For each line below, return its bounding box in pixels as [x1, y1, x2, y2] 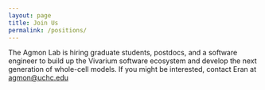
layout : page [8, 11, 52, 20]
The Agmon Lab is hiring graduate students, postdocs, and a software [8, 48, 238, 58]
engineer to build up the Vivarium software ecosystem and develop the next [8, 56, 257, 66]
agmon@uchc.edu [8, 73, 69, 83]
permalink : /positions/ [8, 26, 88, 34]
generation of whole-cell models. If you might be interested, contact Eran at [8, 65, 257, 74]
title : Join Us [8, 19, 59, 27]
